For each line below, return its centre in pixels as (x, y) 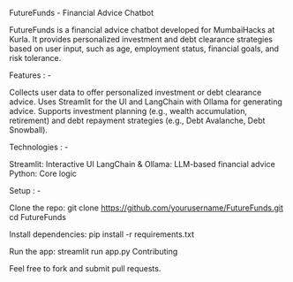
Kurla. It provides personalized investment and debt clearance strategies (141, 39)
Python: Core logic (43, 173)
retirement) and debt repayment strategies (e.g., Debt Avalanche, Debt (137, 120)
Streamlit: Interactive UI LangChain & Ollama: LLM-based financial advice (142, 164)
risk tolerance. (35, 58)
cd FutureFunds (38, 217)
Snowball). (29, 130)
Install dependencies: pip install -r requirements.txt (101, 234)
